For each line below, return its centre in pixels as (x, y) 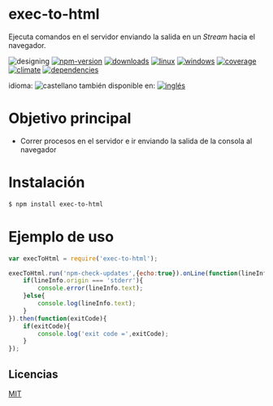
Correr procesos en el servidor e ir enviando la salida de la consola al (136, 141)
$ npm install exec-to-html (56, 204)
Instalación (47, 183)
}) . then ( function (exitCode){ (58, 318)
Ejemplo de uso (61, 236)
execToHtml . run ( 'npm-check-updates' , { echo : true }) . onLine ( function (123, 273)
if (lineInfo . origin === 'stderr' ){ (83, 281)
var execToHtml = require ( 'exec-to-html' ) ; (83, 258)
